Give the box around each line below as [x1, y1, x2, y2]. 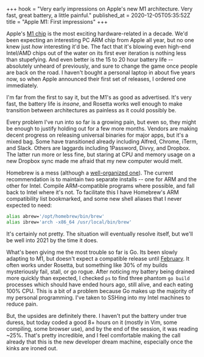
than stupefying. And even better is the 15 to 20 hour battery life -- [6, 56, 174, 63]
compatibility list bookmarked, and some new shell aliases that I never [6, 195, 182, 202]
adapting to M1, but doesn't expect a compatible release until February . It [6, 254, 190, 262]
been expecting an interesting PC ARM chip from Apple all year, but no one [6, 37, 194, 43]
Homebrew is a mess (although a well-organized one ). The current [6, 169, 174, 176]
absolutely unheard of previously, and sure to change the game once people [6, 62, 198, 70]
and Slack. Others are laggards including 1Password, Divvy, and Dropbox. [6, 145, 191, 151]
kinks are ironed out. [6, 344, 58, 352]
